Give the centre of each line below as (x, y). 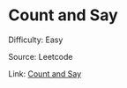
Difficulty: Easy (36, 40)
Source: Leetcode (41, 56)
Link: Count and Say (45, 73)
